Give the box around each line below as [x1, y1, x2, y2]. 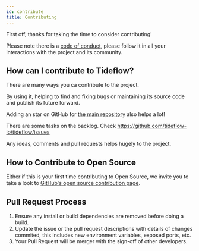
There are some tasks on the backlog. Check [6, 123, 116, 130]
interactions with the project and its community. [6, 48, 123, 55]
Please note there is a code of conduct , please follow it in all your [6, 42, 166, 49]
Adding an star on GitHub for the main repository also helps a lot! [6, 111, 165, 118]
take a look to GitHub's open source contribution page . [6, 180, 141, 187]
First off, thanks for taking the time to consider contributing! [6, 30, 153, 37]
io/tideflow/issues [6, 128, 50, 136]
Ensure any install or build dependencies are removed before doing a [14, 212, 184, 219]
